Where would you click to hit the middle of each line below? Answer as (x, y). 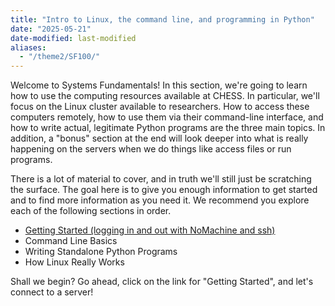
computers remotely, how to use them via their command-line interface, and (167, 117)
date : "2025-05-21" (51, 29)
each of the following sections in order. (91, 211)
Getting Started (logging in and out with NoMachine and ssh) (150, 230)
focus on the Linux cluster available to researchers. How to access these (160, 107)
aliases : (28, 47)
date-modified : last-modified (73, 38)
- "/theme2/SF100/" (60, 57)
